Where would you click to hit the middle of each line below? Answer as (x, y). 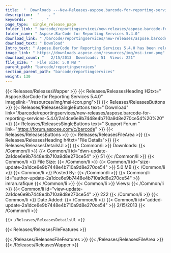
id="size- (141, 162)
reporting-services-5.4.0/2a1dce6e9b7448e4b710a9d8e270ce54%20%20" (85, 118)
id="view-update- (64, 189)
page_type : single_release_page (41, 24)
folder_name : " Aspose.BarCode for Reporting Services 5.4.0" (73, 34)
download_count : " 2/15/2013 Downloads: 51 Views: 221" (70, 57)
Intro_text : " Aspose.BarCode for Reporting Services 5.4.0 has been (81, 48)
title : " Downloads (28, 10)
